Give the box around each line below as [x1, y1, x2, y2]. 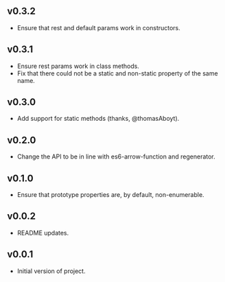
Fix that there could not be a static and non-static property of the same [16, 69, 218, 78]
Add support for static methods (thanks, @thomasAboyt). [16, 115, 180, 123]
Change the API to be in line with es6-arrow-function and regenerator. [16, 152, 216, 161]
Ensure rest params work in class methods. [16, 62, 139, 70]
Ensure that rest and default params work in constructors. [16, 23, 180, 32]
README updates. [16, 228, 69, 237]
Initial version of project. [16, 267, 86, 275]
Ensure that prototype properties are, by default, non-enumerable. [16, 191, 204, 199]
